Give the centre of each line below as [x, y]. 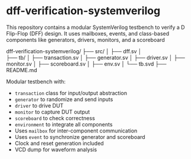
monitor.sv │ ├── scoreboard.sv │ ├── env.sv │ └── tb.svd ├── [86, 64]
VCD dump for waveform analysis [56, 150]
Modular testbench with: [36, 82]
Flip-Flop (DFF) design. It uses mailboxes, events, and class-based [88, 33]
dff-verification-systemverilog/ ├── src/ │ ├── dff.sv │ [74, 51]
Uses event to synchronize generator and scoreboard [80, 137]
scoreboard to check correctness [55, 118]
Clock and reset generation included [59, 143]
